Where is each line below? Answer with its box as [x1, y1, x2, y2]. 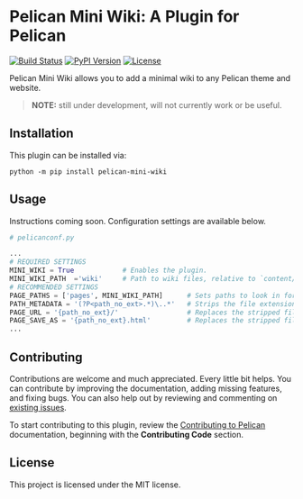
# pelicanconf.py [9, 232, 75, 242]
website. [9, 82, 41, 93]
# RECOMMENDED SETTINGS [9, 282, 99, 292]
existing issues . [9, 403, 68, 413]
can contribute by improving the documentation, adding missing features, [9, 383, 282, 394]
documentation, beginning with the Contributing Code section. [9, 430, 244, 440]
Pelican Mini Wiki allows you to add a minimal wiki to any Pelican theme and [9, 72, 291, 83]
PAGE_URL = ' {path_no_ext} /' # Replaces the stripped [9, 308, 280, 317]
